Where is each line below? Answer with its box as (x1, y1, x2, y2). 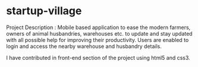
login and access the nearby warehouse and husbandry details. (6, 43, 162, 50)
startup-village (6, 4, 82, 18)
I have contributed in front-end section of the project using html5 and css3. (6, 54, 190, 61)
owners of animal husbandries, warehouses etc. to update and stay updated (6, 30, 193, 37)
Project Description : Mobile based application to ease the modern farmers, (6, 24, 191, 31)
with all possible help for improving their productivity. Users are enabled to (6, 36, 189, 43)
